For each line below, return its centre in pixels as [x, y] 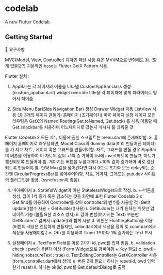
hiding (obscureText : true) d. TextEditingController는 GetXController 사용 [84, 255]
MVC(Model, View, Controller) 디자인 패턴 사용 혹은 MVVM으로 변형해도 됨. [78, 60]
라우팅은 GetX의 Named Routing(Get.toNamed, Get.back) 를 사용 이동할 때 [85, 121]
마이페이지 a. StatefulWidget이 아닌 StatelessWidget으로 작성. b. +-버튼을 [83, 190]
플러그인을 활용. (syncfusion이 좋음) [45, 179]
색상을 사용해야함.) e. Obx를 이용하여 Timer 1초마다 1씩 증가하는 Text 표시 [82, 232]
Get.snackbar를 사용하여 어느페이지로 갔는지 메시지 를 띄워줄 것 [73, 127]
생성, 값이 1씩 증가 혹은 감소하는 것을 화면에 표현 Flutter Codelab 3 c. [78, 196]
